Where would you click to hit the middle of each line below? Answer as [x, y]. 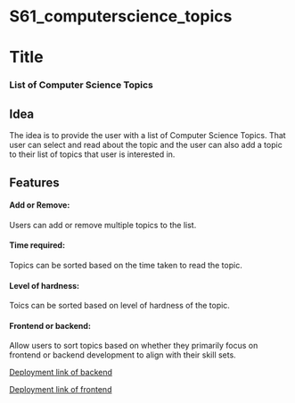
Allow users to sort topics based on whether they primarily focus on [134, 346]
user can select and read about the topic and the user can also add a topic [146, 145]
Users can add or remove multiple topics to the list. [103, 225]
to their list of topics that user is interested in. [92, 154]
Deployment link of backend [61, 373]
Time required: [37, 245]
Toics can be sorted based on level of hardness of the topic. [119, 306]
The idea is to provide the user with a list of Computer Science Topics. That [148, 136]
